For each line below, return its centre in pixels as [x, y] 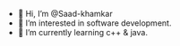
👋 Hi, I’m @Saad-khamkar [65, 14]
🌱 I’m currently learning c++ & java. [82, 32]
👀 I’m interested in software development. [94, 23]
